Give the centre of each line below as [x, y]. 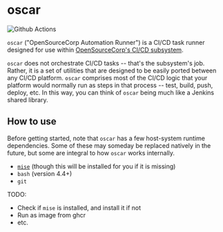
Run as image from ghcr [51, 215]
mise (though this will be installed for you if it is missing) [96, 166]
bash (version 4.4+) [45, 173]
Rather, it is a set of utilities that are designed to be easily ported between [112, 70]
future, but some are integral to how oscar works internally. [91, 153]
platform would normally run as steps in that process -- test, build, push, [110, 85]
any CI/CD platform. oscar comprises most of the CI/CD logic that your [107, 77]
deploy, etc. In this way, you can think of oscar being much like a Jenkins [111, 93]
